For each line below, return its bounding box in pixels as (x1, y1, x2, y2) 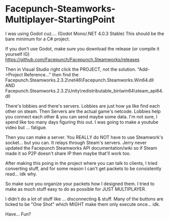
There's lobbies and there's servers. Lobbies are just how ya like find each (5, 103, 160, 109)
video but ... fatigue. (5, 124, 47, 130)
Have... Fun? (5, 211, 31, 217)
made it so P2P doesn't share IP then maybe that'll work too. (5, 150, 131, 156)
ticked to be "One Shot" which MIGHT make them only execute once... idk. (5, 201, 160, 207)
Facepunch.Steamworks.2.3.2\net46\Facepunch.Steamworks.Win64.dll (5, 77, 154, 83)
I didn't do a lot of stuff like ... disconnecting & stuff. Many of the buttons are (5, 196, 164, 202)
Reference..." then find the (24, 71, 79, 77)
